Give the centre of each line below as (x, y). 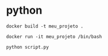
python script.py (28, 47)
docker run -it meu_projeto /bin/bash (54, 36)
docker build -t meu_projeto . (45, 26)
